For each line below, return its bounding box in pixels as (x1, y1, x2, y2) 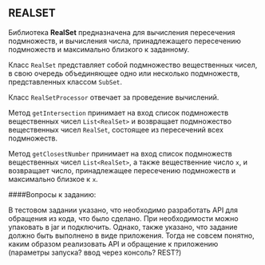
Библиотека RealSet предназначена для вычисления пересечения (8, 27, 235, 37)
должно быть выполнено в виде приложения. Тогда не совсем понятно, (8, 231, 255, 240)
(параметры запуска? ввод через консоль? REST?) (8, 247, 182, 257)
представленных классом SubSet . (8, 77, 122, 86)
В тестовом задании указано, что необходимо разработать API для (8, 205, 238, 215)
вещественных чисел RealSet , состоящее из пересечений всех (8, 125, 223, 134)
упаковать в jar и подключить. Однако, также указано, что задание (8, 222, 238, 231)
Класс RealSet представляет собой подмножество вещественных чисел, (8, 60, 258, 69)
